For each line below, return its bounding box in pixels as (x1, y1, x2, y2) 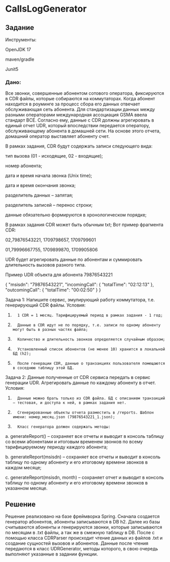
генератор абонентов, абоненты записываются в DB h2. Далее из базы (5, 519, 160, 525)
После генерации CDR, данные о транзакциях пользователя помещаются (17, 361, 165, 366)
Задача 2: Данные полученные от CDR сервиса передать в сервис (5, 374, 151, 381)
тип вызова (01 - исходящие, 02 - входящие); (5, 153, 103, 159)
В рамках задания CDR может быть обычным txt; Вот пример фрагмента (5, 221, 164, 228)
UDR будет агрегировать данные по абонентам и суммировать (5, 256, 143, 263)
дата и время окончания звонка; (5, 182, 76, 189)
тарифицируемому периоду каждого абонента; (5, 444, 108, 450)
